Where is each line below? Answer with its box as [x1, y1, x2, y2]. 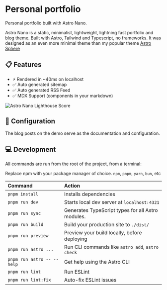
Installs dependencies [64, 191, 115, 197]
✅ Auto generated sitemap [12, 81, 67, 88]
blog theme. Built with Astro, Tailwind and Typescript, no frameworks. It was [5, 35, 162, 41]
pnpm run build [7, 222, 44, 227]
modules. [64, 213, 86, 220]
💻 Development [5, 145, 56, 154]
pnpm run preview [7, 233, 49, 239]
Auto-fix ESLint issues [64, 277, 117, 284]
